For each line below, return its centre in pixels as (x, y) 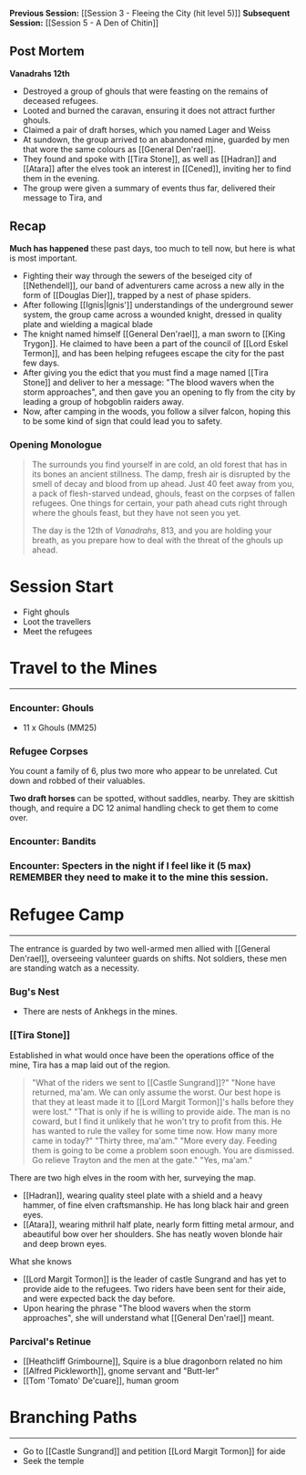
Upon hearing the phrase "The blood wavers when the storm (137, 1308)
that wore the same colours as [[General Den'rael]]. (119, 149)
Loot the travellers (56, 621)
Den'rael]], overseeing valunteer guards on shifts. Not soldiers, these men (148, 959)
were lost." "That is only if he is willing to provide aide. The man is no (161, 1111)
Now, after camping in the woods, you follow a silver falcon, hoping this (157, 411)
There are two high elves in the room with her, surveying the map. (133, 1177)
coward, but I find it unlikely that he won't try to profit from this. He (157, 1121)
